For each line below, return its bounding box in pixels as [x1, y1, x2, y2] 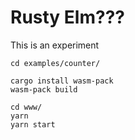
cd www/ [10, 102, 43, 112]
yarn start [10, 119, 56, 130]
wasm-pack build [10, 84, 78, 95]
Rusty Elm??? [10, 6, 126, 29]
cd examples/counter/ [10, 58, 101, 68]
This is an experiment [10, 39, 100, 51]
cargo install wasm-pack [10, 76, 114, 86]
